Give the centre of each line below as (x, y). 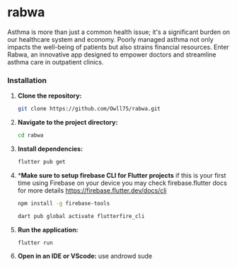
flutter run (35, 243)
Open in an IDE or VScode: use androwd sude (85, 256)
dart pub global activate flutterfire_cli (81, 216)
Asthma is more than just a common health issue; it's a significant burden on (119, 32)
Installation (27, 80)
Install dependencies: (50, 149)
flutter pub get (41, 161)
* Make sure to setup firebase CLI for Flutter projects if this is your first (122, 175)
